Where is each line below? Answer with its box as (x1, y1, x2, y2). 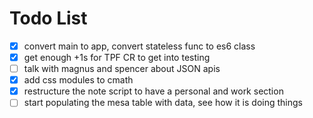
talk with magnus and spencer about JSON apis (23, 63, 221, 75)
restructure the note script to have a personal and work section (23, 85, 284, 97)
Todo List (9, 7, 88, 30)
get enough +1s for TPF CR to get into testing (23, 52, 211, 63)
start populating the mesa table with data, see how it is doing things (23, 97, 303, 109)
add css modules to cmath (23, 74, 134, 86)
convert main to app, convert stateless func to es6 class (23, 40, 256, 52)
